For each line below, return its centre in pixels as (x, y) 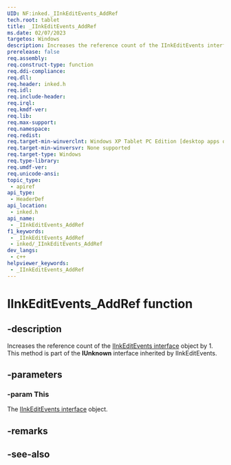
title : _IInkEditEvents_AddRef (52, 26)
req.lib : (20, 116)
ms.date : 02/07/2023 (37, 33)
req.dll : (20, 77)
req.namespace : (29, 129)
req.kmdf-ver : (27, 110)
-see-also (29, 454)
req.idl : (20, 90)
